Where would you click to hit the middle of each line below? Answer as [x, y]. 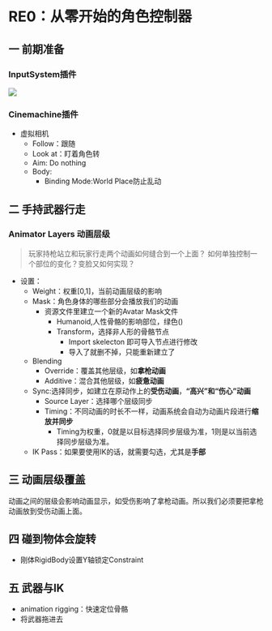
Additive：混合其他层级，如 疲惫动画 [104, 380]
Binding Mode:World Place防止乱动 [103, 181]
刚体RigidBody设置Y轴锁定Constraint [82, 560]
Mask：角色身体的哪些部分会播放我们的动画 [105, 301]
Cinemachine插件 [43, 114]
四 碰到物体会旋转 [52, 539]
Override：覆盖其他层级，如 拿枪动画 [105, 371]
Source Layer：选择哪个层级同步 [98, 401]
